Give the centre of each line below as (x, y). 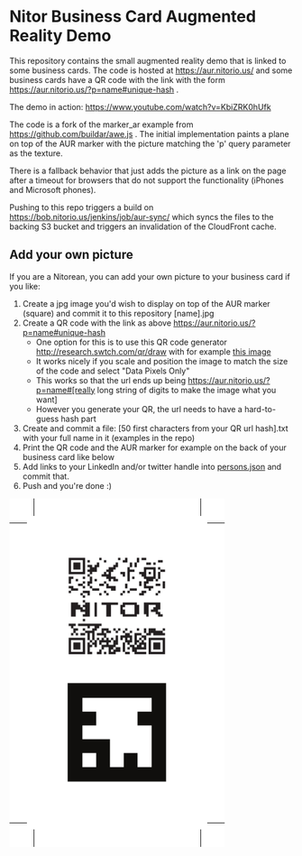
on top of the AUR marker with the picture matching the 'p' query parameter (150, 143)
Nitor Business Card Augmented (133, 17)
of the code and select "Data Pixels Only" (113, 371)
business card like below (69, 456)
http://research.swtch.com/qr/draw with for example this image (154, 351)
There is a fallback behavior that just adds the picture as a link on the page (148, 170)
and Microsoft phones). (53, 189)
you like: (25, 286)
